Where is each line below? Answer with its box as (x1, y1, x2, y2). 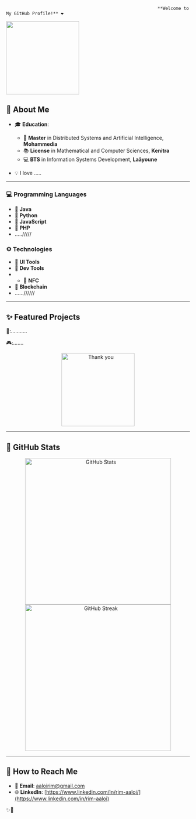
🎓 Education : (14, 121, 50, 128)
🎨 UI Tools (14, 258, 40, 266)
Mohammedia (23, 141, 58, 148)
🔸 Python (14, 212, 38, 219)
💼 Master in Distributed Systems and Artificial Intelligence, (23, 134, 164, 141)
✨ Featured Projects (6, 312, 80, 322)
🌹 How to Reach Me (6, 767, 78, 777)
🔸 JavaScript (14, 218, 47, 225)
